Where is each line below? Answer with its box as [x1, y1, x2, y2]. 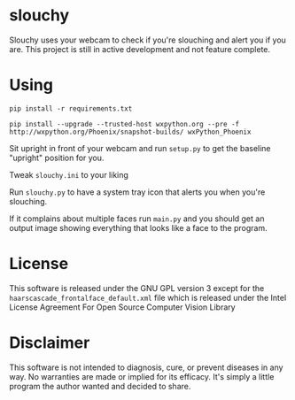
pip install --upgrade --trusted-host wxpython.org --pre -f [9, 119, 240, 128]
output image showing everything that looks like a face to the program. [9, 222, 268, 233]
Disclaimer [9, 333, 90, 352]
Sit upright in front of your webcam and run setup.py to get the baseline [9, 142, 272, 153]
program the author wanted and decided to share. [9, 381, 191, 391]
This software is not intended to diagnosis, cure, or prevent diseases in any [9, 362, 283, 373]
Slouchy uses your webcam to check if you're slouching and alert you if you [9, 35, 286, 45]
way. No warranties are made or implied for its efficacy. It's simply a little [9, 371, 275, 381]
